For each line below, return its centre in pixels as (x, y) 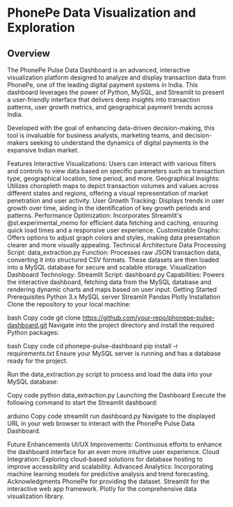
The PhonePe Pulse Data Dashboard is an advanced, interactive (99, 70)
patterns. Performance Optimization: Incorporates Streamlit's (95, 215)
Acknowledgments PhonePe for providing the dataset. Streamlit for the (109, 481)
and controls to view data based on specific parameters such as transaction (116, 171)
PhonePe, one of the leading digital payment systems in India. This (103, 85)
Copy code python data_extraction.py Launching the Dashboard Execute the (116, 395)
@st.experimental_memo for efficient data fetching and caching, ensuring (113, 223)
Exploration (41, 28)
